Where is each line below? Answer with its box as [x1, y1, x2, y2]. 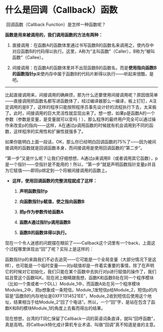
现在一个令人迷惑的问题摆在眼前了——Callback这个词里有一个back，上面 [5, 240, 151, 246]
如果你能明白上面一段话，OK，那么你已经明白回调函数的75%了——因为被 [5, 138, 152, 144]
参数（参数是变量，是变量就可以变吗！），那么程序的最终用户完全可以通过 [5, 116, 152, 122]
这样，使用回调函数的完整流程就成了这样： [12, 177, 98, 183]
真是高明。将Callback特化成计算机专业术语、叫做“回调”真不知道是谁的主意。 [5, 321, 158, 327]
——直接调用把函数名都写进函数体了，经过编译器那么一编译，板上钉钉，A [5, 98, 153, 104]
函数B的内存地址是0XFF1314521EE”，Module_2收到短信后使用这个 [15, 293, 148, 299]
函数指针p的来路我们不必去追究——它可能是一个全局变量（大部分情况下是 [5, 256, 152, 262]
